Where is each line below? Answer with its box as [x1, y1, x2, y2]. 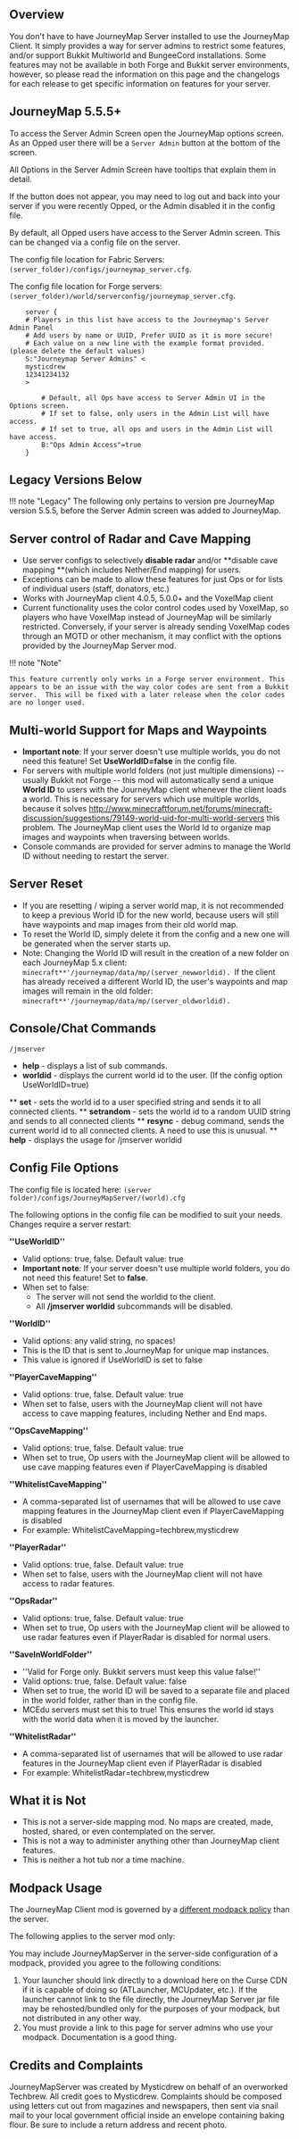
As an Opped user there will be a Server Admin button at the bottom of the [9, 137, 281, 148]
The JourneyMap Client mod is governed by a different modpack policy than [9, 1904, 290, 1915]
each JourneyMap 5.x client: [21, 957, 128, 968]
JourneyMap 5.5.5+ [9, 104, 122, 120]
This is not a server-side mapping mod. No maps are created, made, [21, 1817, 274, 1827]
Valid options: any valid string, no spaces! [21, 1335, 176, 1346]
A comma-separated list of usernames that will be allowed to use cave [21, 1495, 281, 1507]
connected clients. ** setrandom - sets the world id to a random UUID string [9, 1106, 291, 1117]
